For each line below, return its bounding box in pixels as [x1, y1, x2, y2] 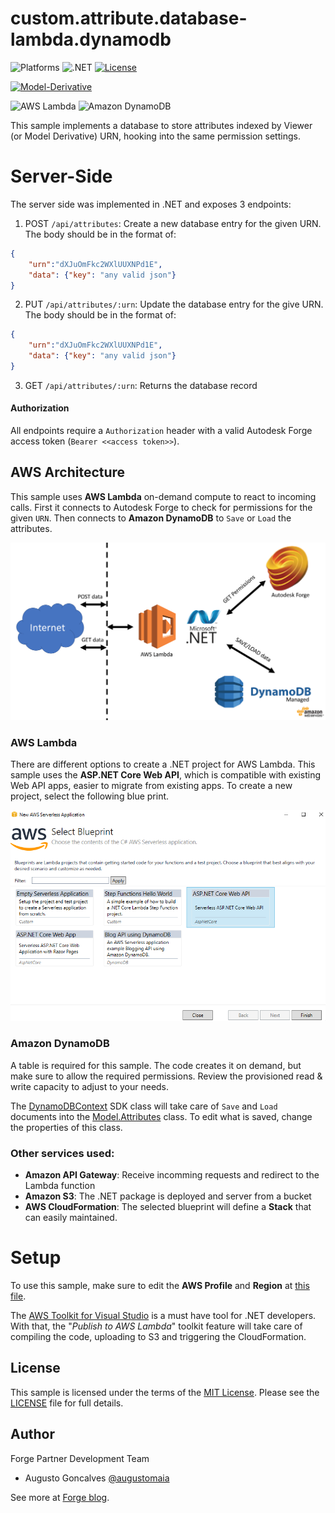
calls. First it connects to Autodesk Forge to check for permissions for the [10, 501, 313, 513]
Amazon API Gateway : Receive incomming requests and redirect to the [24, 1169, 320, 1181]
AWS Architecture [10, 464, 126, 481]
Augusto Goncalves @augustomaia [24, 1472, 170, 1484]
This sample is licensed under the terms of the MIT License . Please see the [10, 1386, 320, 1398]
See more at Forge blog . [10, 1491, 110, 1503]
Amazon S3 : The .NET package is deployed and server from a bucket [24, 1190, 312, 1202]
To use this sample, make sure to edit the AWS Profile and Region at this [10, 1279, 310, 1291]
